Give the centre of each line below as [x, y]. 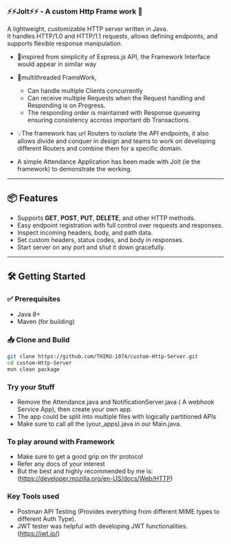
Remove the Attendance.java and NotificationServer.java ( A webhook [115, 402]
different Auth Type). [46, 519]
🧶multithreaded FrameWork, [57, 78]
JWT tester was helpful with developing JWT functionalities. [102, 526]
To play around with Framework [61, 442]
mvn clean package [33, 369]
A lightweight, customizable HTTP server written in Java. [88, 29]
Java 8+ [29, 314]
